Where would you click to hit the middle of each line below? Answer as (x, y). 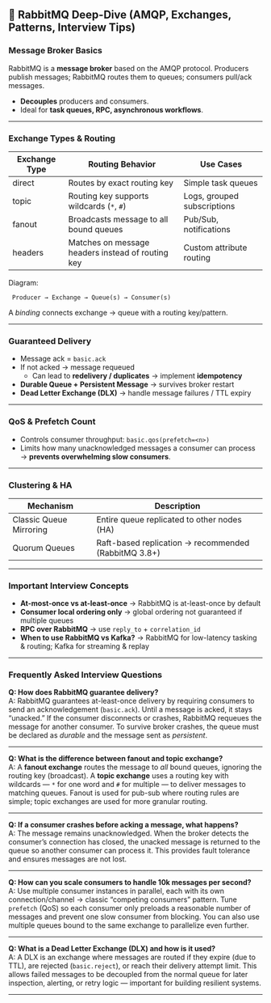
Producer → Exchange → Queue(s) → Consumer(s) (92, 297)
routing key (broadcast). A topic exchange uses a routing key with (119, 776)
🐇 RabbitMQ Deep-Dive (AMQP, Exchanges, (120, 15)
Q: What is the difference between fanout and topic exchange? (116, 759)
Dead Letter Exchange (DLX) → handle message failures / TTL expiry (135, 393)
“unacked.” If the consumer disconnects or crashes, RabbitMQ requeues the (135, 718)
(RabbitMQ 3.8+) (129, 552)
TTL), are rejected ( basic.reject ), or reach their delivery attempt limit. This (133, 966)
